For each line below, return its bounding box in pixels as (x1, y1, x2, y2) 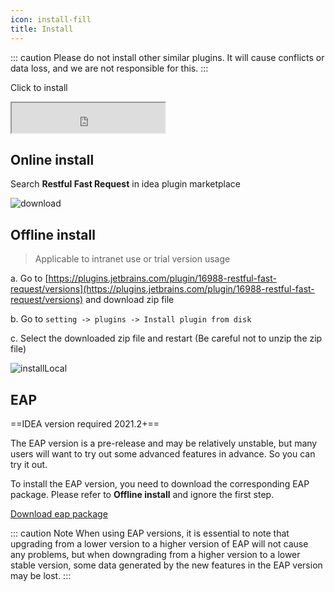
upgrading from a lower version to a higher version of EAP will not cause (10, 537, 309, 550)
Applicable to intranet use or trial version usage (34, 253, 231, 265)
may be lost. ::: (10, 569, 72, 581)
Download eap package (10, 507, 108, 520)
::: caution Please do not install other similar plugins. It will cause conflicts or (10, 51, 325, 63)
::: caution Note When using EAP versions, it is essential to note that (10, 527, 290, 539)
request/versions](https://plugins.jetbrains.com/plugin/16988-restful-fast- (10, 283, 315, 295)
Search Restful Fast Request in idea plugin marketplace (10, 178, 242, 190)
